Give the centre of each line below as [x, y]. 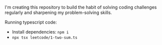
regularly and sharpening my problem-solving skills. [58, 12]
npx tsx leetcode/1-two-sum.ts [45, 37]
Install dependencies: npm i [40, 32]
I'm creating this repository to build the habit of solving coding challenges [81, 7]
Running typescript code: [31, 22]
